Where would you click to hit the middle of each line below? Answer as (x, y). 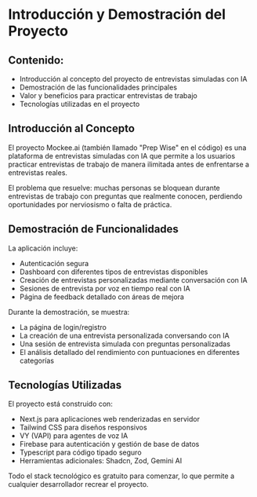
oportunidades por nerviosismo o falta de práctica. (90, 204)
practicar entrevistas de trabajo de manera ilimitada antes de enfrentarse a (128, 164)
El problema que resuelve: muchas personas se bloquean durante (114, 188)
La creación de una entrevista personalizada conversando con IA (124, 335)
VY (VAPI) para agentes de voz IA (74, 436)
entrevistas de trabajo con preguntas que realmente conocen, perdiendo (125, 196)
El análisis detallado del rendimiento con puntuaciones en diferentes (130, 352)
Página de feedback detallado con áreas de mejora (101, 297)
